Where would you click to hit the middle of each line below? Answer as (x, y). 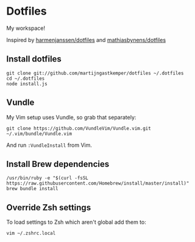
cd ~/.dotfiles (26, 78)
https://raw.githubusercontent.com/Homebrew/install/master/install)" (98, 183)
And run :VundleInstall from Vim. (49, 145)
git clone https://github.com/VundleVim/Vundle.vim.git (79, 128)
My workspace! (26, 28)
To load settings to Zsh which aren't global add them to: (76, 222)
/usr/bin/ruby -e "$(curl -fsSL (47, 178)
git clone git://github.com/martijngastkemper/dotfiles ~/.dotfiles (95, 73)
